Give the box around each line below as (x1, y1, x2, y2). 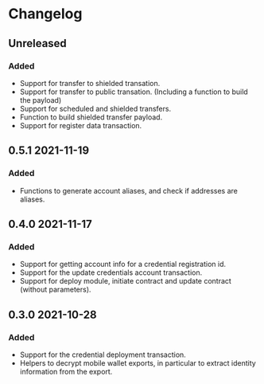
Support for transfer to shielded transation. (19, 78, 161, 88)
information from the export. (19, 366, 113, 376)
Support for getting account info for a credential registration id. (19, 260, 227, 269)
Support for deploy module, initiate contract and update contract (19, 276, 232, 286)
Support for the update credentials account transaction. (19, 268, 203, 277)
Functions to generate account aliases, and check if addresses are (19, 186, 239, 195)
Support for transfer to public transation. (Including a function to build (19, 87, 248, 96)
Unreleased (8, 37, 68, 50)
